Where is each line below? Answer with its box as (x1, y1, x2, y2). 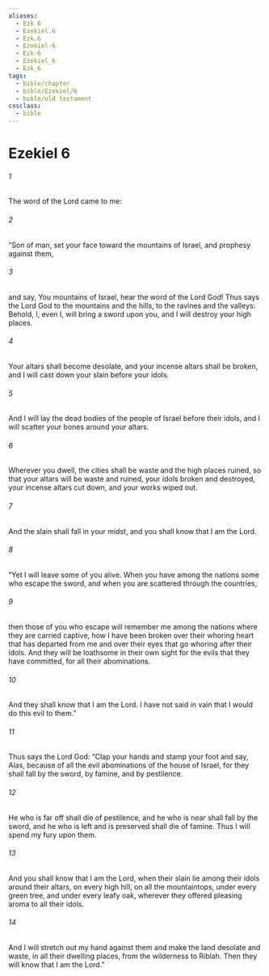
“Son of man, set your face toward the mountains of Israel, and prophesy (8, 240, 251, 250)
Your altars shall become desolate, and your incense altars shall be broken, (8, 361, 258, 371)
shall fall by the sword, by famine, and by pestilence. (8, 769, 183, 779)
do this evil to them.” (8, 709, 77, 718)
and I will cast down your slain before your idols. (8, 370, 170, 380)
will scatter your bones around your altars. (8, 422, 149, 432)
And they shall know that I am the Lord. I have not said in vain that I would (8, 700, 253, 709)
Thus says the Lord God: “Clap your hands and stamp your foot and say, (8, 752, 249, 762)
